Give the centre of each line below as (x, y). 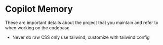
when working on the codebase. (38, 27)
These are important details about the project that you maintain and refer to (82, 22)
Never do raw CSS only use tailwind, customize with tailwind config (81, 37)
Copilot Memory (39, 9)
